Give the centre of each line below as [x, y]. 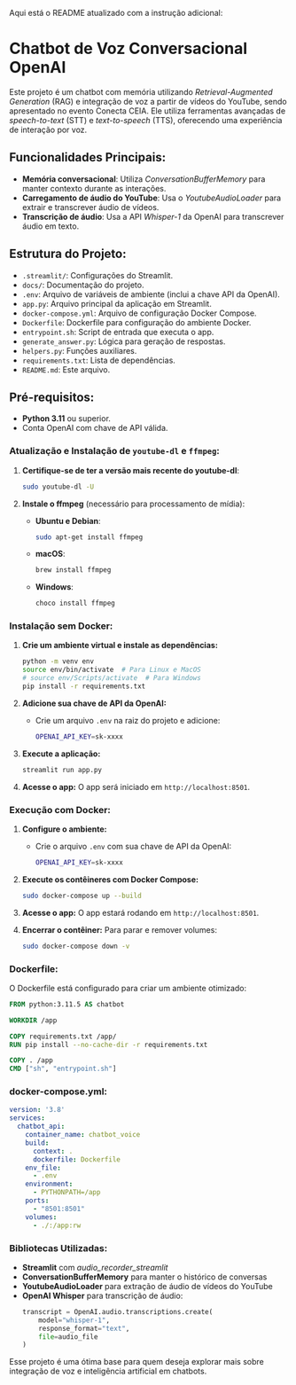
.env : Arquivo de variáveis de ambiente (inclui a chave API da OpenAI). [151, 294]
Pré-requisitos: [52, 397]
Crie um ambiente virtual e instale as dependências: [120, 646]
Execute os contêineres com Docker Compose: [110, 879]
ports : [37, 1201]
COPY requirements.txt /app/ [63, 1037]
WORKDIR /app [33, 1020]
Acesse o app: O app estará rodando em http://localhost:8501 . [140, 912]
